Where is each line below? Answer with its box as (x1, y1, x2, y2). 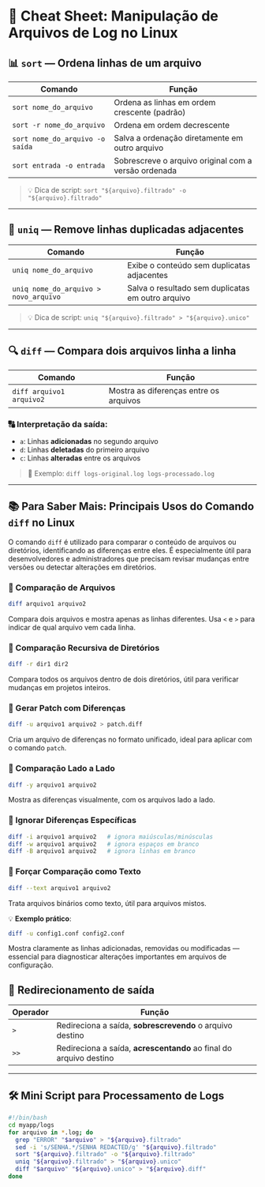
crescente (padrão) (114, 107, 186, 118)
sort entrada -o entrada (12, 161, 106, 170)
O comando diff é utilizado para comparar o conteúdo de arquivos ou (8, 537, 237, 547)
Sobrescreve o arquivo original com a (114, 156, 252, 166)
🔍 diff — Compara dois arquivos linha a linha (8, 344, 237, 358)
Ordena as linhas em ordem (114, 97, 216, 107)
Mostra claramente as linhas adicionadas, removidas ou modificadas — (8, 944, 241, 953)
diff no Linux (8, 516, 75, 530)
